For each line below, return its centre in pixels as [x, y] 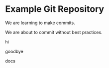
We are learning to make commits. [40, 23]
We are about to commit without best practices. [54, 32]
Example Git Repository [55, 9]
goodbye [14, 51]
